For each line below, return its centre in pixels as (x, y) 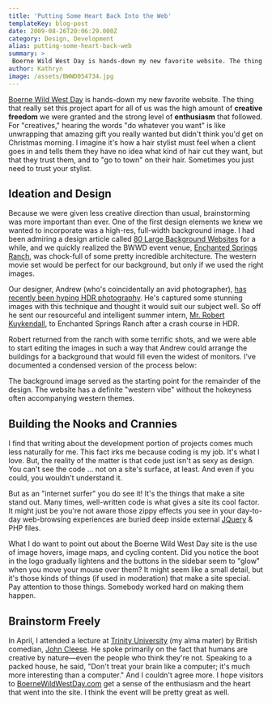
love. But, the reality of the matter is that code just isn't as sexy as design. (132, 461)
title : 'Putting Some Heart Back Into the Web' (90, 16)
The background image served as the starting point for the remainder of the (135, 381)
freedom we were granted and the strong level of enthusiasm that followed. (136, 116)
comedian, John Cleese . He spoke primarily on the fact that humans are (128, 649)
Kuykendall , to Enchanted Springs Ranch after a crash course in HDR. (124, 324)
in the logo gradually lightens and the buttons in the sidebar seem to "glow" (134, 561)
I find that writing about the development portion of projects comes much (131, 444)
